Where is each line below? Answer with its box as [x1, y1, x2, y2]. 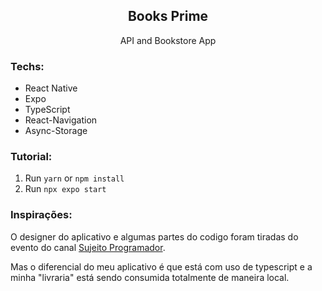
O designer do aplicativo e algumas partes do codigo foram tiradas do [10, 230, 299, 243]
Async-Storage [24, 125, 88, 137]
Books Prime [127, 8, 209, 25]
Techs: [10, 59, 45, 73]
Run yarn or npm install [24, 172, 125, 184]
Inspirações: [10, 208, 73, 222]
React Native [24, 82, 78, 94]
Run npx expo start [24, 183, 107, 195]
